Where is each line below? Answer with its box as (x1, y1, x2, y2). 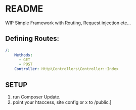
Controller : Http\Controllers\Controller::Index (14, 67, 119, 72)
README (5, 3, 43, 15)
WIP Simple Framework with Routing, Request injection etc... (5, 20, 131, 26)
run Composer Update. (12, 94, 61, 100)
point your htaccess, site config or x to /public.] (12, 99, 112, 105)
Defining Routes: (5, 34, 60, 43)
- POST (18, 62, 33, 67)
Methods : (14, 52, 33, 58)
